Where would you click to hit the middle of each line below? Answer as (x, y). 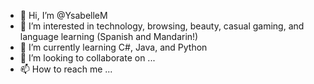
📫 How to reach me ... (66, 69)
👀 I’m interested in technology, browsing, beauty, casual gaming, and (162, 26)
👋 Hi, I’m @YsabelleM (63, 15)
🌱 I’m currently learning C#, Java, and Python (113, 47)
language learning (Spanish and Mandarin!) (109, 36)
